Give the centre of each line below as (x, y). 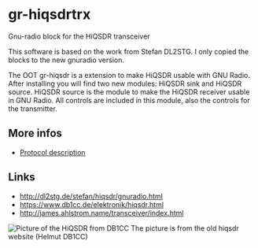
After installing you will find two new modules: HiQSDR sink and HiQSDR (125, 83)
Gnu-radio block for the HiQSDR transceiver (79, 36)
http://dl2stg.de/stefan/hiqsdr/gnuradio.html (91, 196)
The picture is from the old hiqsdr (185, 228)
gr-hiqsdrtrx (50, 15)
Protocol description (52, 152)
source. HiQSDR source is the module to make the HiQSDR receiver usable (129, 91)
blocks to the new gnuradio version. (66, 60)
